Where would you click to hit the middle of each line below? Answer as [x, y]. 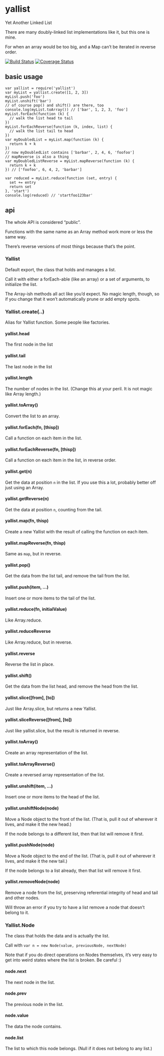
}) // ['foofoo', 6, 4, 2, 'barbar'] [44, 169]
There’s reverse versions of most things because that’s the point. [70, 246]
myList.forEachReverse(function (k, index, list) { [59, 127]
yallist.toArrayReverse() [30, 764]
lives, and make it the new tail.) [36, 861]
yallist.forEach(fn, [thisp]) [32, 427]
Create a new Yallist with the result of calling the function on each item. [77, 531]
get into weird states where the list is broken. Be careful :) [63, 960]
